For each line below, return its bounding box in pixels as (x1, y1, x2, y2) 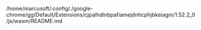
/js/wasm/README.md (6, 18, 63, 24)
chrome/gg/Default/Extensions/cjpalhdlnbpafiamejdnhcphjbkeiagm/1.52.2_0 (6, 11, 196, 18)
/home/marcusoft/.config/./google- (6, 5, 94, 12)
